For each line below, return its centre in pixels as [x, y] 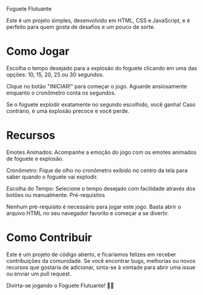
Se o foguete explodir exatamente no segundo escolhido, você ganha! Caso [101, 104]
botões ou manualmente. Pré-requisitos [56, 195]
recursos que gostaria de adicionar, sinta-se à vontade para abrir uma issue [101, 267]
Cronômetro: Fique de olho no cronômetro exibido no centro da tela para [97, 170]
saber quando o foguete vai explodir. [52, 177]
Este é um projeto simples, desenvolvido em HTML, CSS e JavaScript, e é [98, 20]
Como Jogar [38, 51]
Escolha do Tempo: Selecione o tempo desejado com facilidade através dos [101, 188]
